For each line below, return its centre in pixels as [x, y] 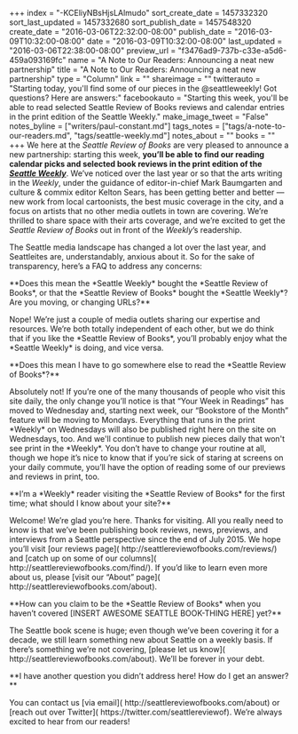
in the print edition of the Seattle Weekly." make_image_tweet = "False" [139, 116]
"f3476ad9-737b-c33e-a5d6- [232, 51]
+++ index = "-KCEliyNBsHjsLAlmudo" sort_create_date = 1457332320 [139, 13]
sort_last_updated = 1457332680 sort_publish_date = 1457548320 [130, 22]
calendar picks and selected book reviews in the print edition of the [136, 164]
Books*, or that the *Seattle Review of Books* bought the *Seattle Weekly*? [149, 293]
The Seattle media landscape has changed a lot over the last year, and [137, 247]
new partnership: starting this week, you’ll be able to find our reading [137, 154]
